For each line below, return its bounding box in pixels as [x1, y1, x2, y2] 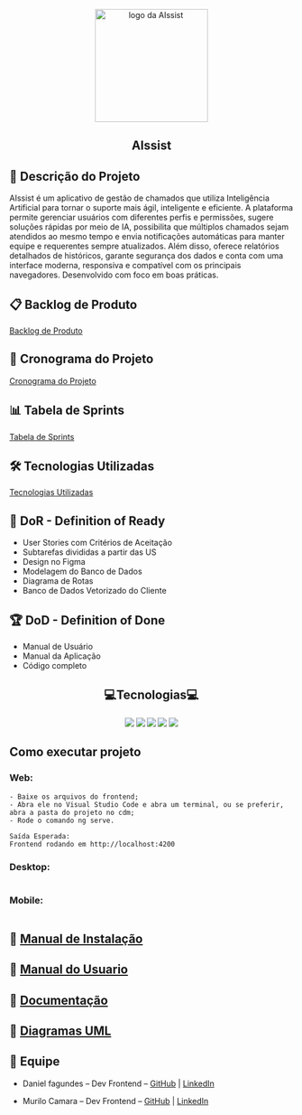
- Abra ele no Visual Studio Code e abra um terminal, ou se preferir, [9, 800, 284, 809]
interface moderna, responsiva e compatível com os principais [9, 260, 242, 271]
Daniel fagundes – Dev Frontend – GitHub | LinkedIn [22, 1078, 215, 1089]
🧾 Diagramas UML [9, 1023, 112, 1038]
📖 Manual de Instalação [9, 931, 143, 946]
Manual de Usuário [22, 642, 93, 652]
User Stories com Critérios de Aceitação [22, 538, 173, 548]
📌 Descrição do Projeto [9, 168, 141, 184]
